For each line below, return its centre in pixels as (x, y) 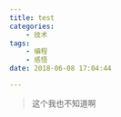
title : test (32, 18)
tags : (20, 43)
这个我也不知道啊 (64, 103)
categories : (32, 26)
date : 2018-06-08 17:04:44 (60, 69)
